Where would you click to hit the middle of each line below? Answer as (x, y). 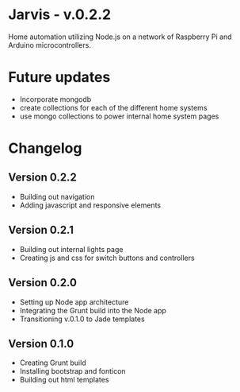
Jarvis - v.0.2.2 (60, 15)
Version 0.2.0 (43, 283)
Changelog (45, 148)
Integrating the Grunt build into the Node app (93, 310)
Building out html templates (64, 380)
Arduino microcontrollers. (50, 45)
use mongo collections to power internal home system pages (119, 116)
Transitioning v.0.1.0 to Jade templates (82, 319)
